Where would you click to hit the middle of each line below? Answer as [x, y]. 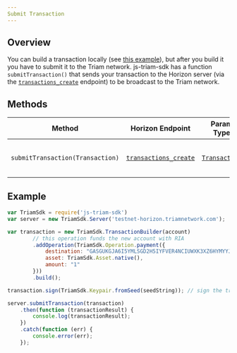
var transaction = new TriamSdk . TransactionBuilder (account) [99, 232]
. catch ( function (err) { [56, 330]
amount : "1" [62, 265]
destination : [64, 251]
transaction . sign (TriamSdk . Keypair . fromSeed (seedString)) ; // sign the [115, 290]
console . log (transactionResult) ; [82, 316]
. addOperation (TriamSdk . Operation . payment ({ [99, 245]
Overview [29, 43]
